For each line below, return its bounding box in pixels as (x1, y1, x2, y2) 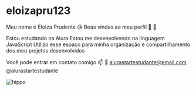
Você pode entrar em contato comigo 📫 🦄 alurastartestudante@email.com (6, 58, 187, 65)
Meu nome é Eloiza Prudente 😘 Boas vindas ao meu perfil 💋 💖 (6, 23, 157, 30)
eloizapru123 (6, 4, 71, 17)
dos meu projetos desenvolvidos (6, 47, 85, 54)
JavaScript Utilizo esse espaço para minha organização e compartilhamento (6, 41, 191, 48)
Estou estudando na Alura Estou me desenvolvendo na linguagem (6, 34, 165, 41)
